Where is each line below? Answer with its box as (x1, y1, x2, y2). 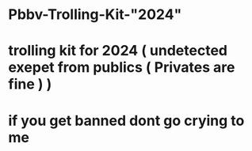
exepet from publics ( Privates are (8, 59, 235, 77)
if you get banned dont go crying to (8, 111, 245, 130)
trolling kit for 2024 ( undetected (8, 42, 228, 60)
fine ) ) (8, 75, 52, 93)
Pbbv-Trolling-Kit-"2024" (8, 6, 182, 24)
